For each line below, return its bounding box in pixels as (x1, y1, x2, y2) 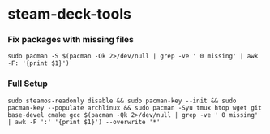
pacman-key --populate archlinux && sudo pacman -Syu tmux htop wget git (7, 103, 263, 112)
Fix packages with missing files (7, 34, 135, 45)
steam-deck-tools (7, 5, 131, 24)
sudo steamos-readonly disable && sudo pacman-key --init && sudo (7, 97, 237, 105)
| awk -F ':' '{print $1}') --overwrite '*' (7, 118, 161, 126)
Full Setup (7, 78, 48, 89)
